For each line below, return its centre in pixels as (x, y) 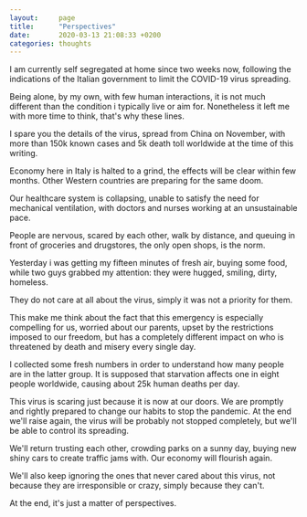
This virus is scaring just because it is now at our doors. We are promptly (147, 402)
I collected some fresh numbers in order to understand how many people (147, 364)
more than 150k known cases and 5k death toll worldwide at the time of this (152, 143)
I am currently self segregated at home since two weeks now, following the (150, 69)
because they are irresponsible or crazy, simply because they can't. (137, 486)
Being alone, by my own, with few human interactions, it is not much (138, 97)
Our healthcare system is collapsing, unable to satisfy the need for (134, 198)
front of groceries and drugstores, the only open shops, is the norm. (138, 245)
